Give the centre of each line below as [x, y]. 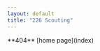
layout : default [31, 14]
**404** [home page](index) [51, 40]
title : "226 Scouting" [40, 20]
